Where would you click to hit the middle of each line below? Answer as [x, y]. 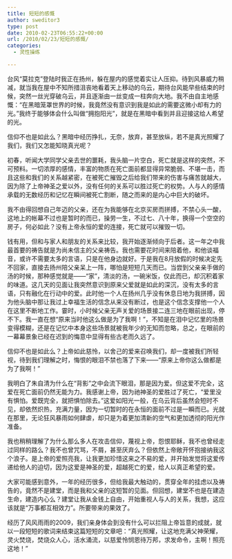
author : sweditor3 [33, 20]
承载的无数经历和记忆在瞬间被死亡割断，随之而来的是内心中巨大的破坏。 [110, 194]
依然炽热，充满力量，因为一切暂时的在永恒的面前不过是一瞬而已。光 [122, 409]
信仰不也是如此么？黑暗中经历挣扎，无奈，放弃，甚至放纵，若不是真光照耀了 [116, 136]
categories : [24, 46]
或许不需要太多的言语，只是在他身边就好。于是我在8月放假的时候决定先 [121, 258]
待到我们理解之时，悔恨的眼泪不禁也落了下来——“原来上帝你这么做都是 [120, 360]
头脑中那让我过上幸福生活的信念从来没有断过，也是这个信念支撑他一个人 [122, 302]
